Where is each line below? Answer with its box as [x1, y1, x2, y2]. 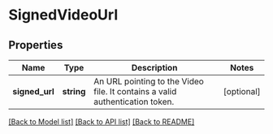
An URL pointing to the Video [93, 76, 205, 87]
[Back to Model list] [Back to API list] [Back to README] [8, 117, 195, 127]
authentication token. [93, 96, 175, 107]
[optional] [223, 86, 261, 97]
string [62, 86, 86, 97]
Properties [8, 38, 63, 52]
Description [131, 63, 178, 73]
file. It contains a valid [93, 86, 177, 97]
